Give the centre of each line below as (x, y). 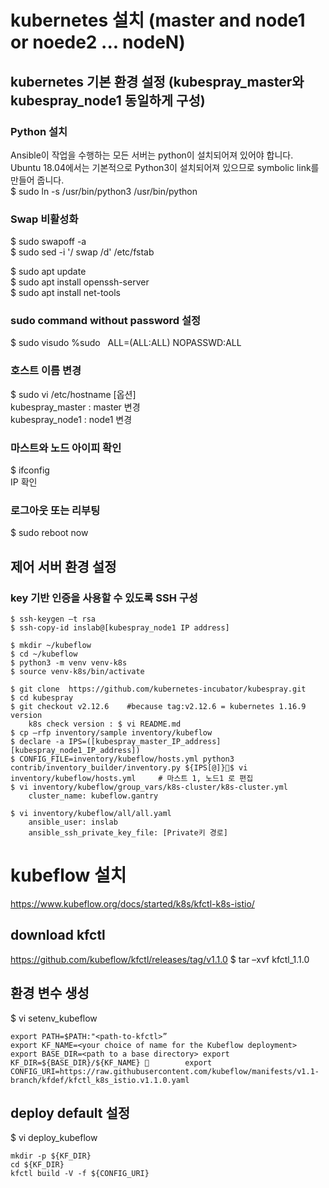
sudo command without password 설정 (106, 321)
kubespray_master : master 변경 (75, 407)
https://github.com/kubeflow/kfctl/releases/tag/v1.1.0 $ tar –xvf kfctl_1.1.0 (160, 959)
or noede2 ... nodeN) (98, 42)
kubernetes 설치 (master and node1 (158, 20)
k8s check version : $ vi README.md (105, 724)
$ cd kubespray (42, 698)
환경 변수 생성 (50, 993)
